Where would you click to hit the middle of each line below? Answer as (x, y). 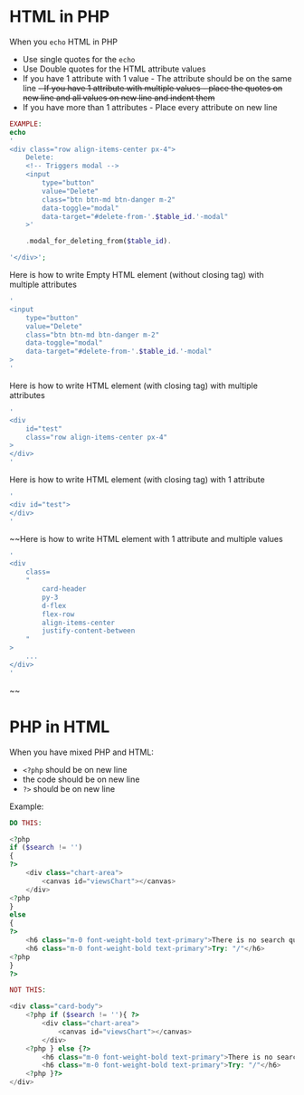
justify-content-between (89, 631)
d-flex (54, 605)
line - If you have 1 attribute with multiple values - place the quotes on (152, 88)
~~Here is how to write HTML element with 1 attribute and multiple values (146, 538)
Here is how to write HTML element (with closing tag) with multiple (133, 386)
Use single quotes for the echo (79, 59)
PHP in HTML (60, 727)
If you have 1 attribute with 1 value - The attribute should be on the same (157, 78)
